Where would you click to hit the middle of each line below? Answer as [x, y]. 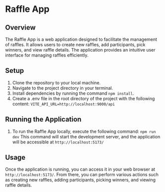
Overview [21, 28]
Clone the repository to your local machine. [56, 82]
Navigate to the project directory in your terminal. [62, 88]
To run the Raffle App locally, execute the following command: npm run [84, 131]
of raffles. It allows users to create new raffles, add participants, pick [75, 45]
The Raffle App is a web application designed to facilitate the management [81, 39]
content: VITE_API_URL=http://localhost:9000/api [63, 104]
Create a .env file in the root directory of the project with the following [83, 98]
